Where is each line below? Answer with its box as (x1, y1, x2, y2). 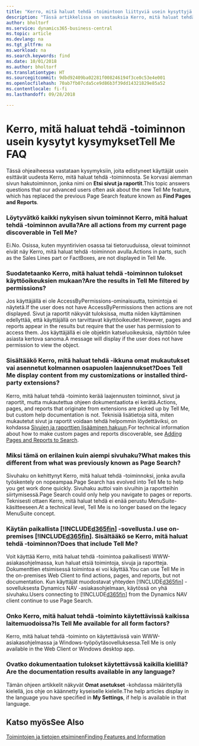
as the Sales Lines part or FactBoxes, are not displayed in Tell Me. (6, 254, 167, 261)
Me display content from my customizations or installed (6, 372, 170, 380)
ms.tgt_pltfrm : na (6, 42, 52, 48)
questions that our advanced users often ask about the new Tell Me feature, (6, 186, 191, 193)
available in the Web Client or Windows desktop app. (6, 645, 135, 653)
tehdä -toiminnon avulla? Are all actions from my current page (6, 221, 187, 229)
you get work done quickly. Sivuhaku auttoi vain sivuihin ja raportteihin (6, 484, 179, 491)
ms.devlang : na (6, 36, 44, 42)
